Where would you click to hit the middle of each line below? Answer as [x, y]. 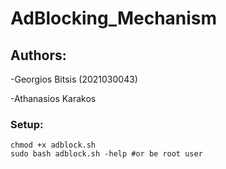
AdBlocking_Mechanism [114, 18]
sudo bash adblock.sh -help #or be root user [106, 154]
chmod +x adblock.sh [53, 145]
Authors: [38, 55]
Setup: [27, 124]
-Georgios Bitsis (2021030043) [74, 79]
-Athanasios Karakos [53, 98]
